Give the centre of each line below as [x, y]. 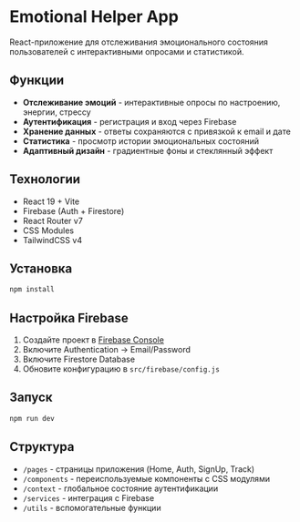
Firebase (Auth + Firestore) [73, 210]
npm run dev [32, 418]
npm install [32, 290]
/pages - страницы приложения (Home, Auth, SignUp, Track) [139, 469]
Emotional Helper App [94, 17]
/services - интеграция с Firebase [88, 497]
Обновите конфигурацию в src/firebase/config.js [121, 369]
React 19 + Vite [51, 201]
